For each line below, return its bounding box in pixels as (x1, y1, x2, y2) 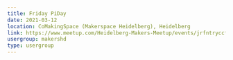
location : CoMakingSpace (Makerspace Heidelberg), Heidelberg (7, 23, 191, 30)
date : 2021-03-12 (7, 17, 58, 23)
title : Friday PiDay (7, 10, 67, 17)
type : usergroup (7, 42, 54, 49)
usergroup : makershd (7, 36, 67, 43)
